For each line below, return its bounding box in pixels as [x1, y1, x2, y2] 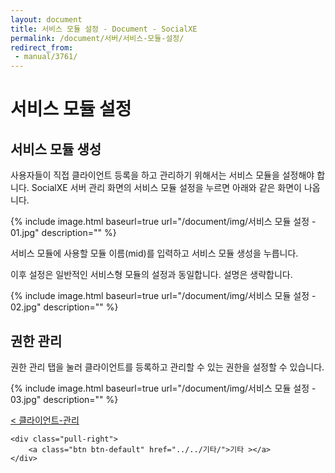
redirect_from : [10, 42, 74, 53]
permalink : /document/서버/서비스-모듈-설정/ [10, 33, 185, 43]
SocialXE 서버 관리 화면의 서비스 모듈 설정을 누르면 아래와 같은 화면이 [31, 182, 302, 194]
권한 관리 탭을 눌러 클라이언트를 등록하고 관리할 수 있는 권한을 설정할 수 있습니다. [10, 361, 325, 373]
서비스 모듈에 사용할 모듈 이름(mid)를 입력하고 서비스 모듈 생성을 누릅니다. [10, 247, 299, 260]
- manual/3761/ [14, 52, 78, 62]
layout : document [10, 14, 83, 25]
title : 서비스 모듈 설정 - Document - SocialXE [10, 24, 198, 34]
